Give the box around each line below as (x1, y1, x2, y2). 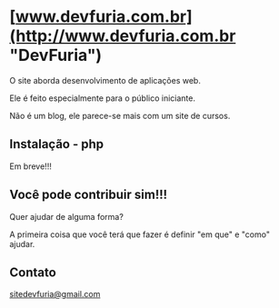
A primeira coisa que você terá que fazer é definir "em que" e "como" (9, 229, 271, 240)
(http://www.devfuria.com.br (9, 25, 236, 46)
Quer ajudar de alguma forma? (9, 211, 125, 222)
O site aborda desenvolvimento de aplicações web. (9, 75, 202, 85)
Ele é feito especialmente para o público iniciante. (9, 93, 195, 104)
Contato (9, 264, 56, 280)
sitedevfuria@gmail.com (9, 289, 101, 300)
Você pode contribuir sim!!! (9, 187, 168, 203)
